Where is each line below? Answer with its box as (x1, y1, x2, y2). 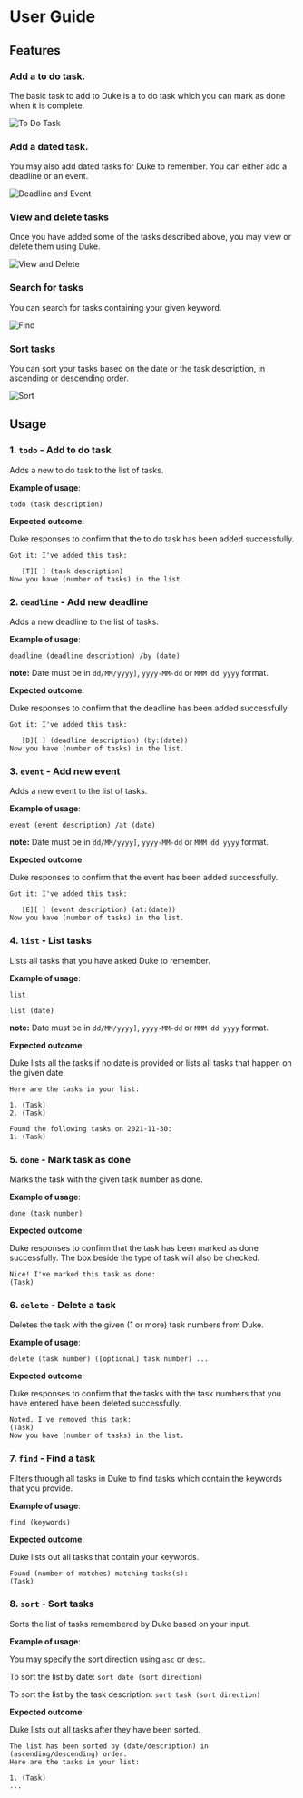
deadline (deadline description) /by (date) (9, 651, 181, 661)
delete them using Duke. (9, 241, 101, 252)
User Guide (9, 6, 96, 27)
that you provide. (9, 1483, 73, 1494)
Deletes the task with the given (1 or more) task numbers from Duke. (9, 1319, 265, 1330)
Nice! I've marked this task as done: (9, 1269, 156, 1278)
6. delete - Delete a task (9, 1298, 116, 1311)
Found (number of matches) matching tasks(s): (9, 1569, 189, 1578)
